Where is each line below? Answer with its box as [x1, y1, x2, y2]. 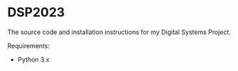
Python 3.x [17, 55, 50, 64]
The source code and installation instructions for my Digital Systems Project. [7, 28, 231, 36]
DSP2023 [7, 4, 65, 21]
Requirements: [7, 41, 50, 50]
